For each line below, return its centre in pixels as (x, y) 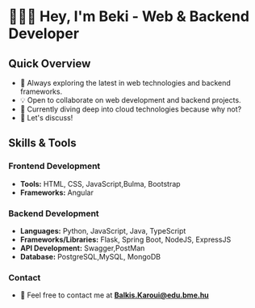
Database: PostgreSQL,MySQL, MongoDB (90, 256)
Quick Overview (50, 63)
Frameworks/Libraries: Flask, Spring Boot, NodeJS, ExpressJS (125, 239)
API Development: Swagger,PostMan (82, 248)
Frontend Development (54, 167)
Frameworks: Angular (57, 192)
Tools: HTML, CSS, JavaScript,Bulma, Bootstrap (100, 184)
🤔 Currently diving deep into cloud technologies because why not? (131, 109)
